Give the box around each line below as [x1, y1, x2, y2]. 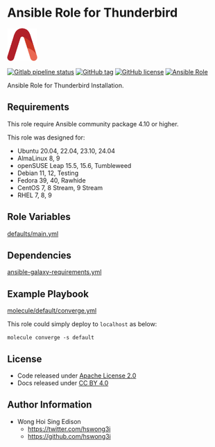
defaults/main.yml [7, 229, 59, 237]
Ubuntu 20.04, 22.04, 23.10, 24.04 [17, 146, 116, 155]
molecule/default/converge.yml [7, 307, 97, 315]
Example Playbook [7, 288, 89, 300]
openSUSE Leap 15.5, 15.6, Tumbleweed [17, 161, 132, 169]
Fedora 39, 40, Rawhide [17, 176, 86, 185]
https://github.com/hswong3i [27, 432, 111, 440]
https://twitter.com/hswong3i [27, 425, 111, 433]
